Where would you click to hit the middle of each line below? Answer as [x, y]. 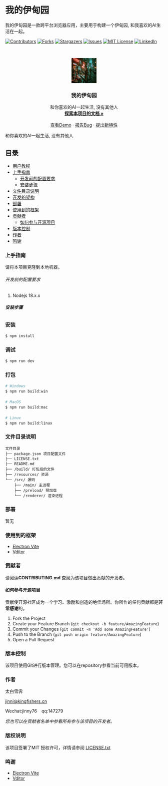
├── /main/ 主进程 [32, 485]
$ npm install [20, 336]
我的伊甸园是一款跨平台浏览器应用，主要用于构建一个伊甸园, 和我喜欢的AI [81, 25]
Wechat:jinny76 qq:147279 [34, 711]
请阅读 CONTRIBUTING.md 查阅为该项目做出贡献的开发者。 [66, 577]
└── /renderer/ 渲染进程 [38, 496]
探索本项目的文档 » [84, 114]
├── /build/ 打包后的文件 [30, 469]
